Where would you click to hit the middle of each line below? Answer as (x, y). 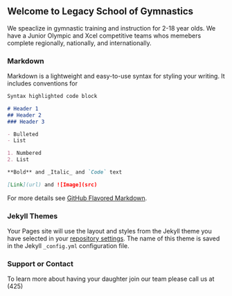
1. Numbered (24, 153)
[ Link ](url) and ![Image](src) (52, 184)
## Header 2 (24, 115)
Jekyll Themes (33, 216)
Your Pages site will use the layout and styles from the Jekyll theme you (110, 231)
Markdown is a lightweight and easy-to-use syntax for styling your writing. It (116, 76)
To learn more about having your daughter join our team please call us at (111, 279)
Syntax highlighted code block (52, 97)
